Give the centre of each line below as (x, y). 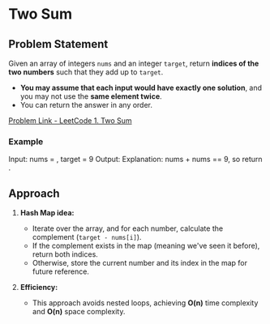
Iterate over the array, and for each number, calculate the (128, 228)
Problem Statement (58, 44)
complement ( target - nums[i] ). (87, 237)
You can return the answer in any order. (86, 105)
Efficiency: (39, 288)
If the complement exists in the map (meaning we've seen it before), (146, 246)
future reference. (60, 271)
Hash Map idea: (47, 213)
